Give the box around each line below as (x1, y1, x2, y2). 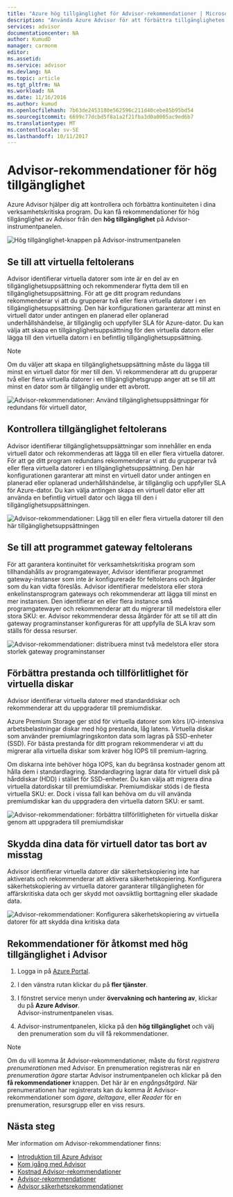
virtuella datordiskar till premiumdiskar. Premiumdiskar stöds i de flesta (7, 782, 209, 791)
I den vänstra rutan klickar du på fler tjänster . (17, 980, 148, 989)
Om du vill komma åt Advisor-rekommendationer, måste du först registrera (7, 1056, 220, 1065)
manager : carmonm (7, 42, 58, 49)
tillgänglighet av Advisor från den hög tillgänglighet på (7, 215, 164, 223)
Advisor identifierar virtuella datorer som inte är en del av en (7, 275, 179, 282)
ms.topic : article (7, 74, 60, 82)
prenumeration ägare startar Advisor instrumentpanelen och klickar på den (7, 1071, 222, 1080)
